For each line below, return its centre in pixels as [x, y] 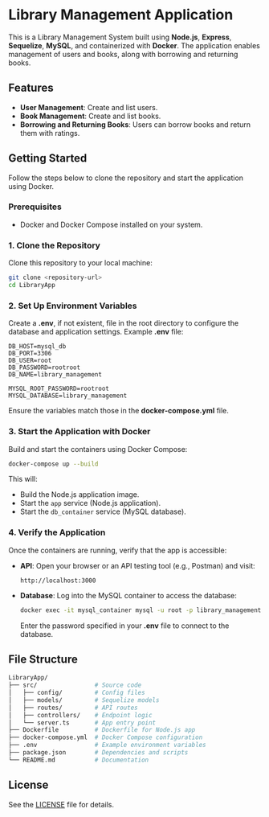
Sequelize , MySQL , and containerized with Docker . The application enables [134, 45]
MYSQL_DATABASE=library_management [68, 396]
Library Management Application [121, 15]
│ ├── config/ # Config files [77, 693]
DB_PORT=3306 [30, 354]
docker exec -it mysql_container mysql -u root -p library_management [141, 610]
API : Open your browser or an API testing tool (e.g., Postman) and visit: [137, 565]
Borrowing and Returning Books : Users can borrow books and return [135, 124]
